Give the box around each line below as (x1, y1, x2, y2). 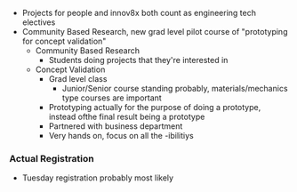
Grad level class (48, 74, 108, 84)
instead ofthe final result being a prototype (48, 111, 205, 122)
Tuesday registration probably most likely (21, 172, 174, 183)
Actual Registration (9, 152, 95, 164)
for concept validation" (21, 36, 107, 46)
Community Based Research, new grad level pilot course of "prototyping (21, 27, 288, 36)
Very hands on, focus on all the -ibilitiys (48, 131, 194, 140)
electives (21, 17, 56, 28)
